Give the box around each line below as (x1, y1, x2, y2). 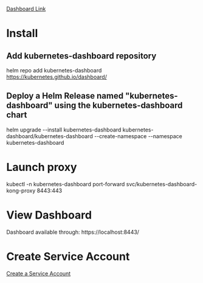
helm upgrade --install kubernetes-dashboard (6, 126, 122, 133)
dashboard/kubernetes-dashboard (6, 132, 93, 139)
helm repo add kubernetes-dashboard (6, 67, 102, 74)
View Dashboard (6, 208, 92, 222)
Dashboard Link (6, 5, 46, 12)
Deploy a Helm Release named (6, 91, 123, 101)
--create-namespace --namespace (94, 132, 182, 139)
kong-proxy (6, 187, 36, 194)
